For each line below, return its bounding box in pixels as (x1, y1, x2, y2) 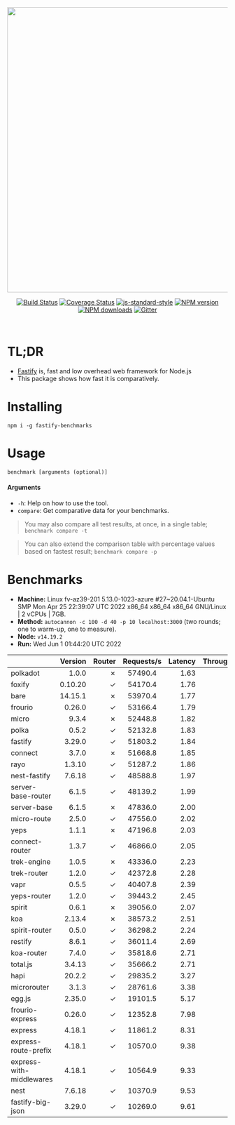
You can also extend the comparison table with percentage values (24, 540, 215, 548)
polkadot (10, 668, 40, 678)
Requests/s (122, 656, 162, 666)
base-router (10, 791, 52, 801)
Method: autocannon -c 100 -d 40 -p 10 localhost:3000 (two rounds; (17, 617, 221, 625)
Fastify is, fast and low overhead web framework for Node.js (17, 366, 192, 375)
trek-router (10, 868, 48, 878)
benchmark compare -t (24, 528, 87, 535)
